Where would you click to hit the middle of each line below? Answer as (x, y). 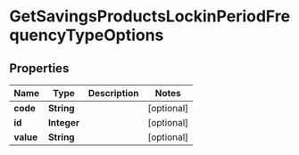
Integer (64, 122)
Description (113, 93)
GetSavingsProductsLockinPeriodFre (150, 16)
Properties (39, 68)
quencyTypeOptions (87, 35)
